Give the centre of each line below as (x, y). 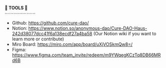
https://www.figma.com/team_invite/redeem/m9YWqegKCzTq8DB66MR (86, 55)
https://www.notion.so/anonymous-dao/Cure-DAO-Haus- (88, 28)
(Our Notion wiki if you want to (125, 33)
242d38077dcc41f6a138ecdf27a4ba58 (52, 33)
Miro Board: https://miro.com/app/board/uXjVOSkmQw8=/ (72, 44)
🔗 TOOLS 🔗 (16, 8)
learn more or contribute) (38, 39)
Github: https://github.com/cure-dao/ (50, 23)
